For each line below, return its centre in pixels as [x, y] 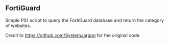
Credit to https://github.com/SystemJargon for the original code [72, 35]
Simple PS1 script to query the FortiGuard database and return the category [85, 20]
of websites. [18, 25]
